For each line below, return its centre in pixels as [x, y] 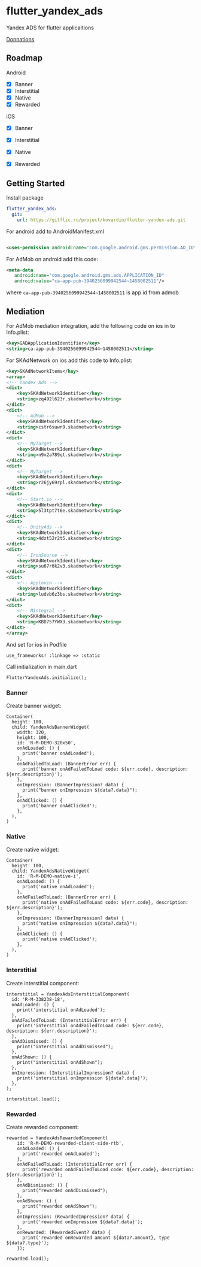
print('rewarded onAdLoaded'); [61, 1154]
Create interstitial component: [43, 983]
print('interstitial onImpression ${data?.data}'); [83, 1078]
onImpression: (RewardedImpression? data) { [73, 1217]
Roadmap [25, 58]
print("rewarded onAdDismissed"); [65, 1190]
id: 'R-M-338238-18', [39, 999]
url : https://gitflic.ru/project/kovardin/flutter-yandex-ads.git [101, 220]
